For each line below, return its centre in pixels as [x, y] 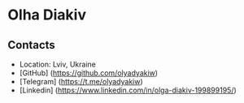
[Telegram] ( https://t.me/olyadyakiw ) [81, 82]
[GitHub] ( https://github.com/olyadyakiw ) [89, 73]
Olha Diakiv [47, 15]
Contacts [32, 45]
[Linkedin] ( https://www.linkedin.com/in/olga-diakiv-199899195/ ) [128, 90]
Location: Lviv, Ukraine [58, 64]
